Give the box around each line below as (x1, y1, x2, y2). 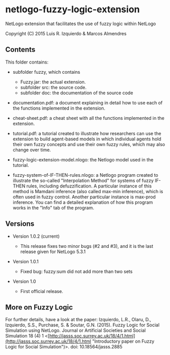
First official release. (20, 288, 63, 294)
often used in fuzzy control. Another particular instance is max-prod (12, 194, 156, 200)
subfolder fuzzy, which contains (12, 69, 81, 75)
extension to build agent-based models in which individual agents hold (12, 136, 162, 142)
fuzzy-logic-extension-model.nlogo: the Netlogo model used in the (12, 156, 154, 162)
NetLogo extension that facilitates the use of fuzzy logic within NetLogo (5, 20, 156, 27)
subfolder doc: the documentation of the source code (20, 90, 134, 96)
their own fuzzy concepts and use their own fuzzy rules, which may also (12, 141, 165, 147)
